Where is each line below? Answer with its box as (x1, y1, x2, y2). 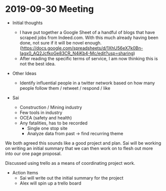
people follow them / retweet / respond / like (19, 85, 111, 91)
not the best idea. (19, 61, 56, 67)
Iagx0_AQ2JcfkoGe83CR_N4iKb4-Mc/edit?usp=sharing (19, 50, 134, 56)
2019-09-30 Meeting (5, 3, 94, 15)
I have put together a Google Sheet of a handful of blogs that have (19, 29, 155, 35)
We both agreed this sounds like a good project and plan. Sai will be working (5, 140, 162, 146)
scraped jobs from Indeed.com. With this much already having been (19, 35, 159, 40)
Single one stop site (27, 125, 68, 131)
